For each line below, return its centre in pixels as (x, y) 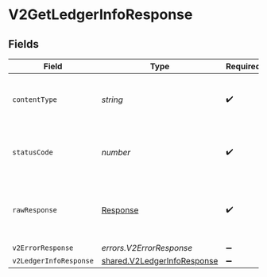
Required (243, 66)
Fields (24, 44)
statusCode (33, 152)
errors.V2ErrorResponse (147, 248)
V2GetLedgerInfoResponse (101, 15)
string (112, 99)
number (116, 152)
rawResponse (35, 210)
